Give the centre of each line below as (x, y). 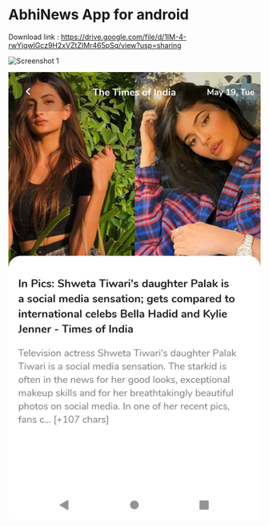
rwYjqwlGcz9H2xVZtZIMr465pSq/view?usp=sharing (95, 45)
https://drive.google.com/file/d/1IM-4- (123, 37)
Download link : (34, 37)
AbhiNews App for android (99, 15)
